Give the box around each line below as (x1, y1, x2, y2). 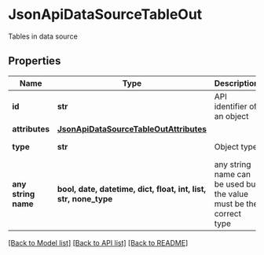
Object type (214, 141, 258, 152)
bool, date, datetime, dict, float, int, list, (57, 183, 207, 194)
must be (214, 198, 245, 209)
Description (214, 77, 259, 88)
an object (214, 110, 249, 121)
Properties (8, 54, 61, 68)
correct (214, 208, 242, 219)
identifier (214, 101, 247, 112)
